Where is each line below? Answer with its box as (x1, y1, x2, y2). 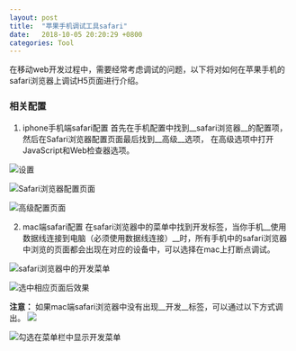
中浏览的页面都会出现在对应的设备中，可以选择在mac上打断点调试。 (22, 244, 275, 255)
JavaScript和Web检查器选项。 (22, 145, 135, 156)
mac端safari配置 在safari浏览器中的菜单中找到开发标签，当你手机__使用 (22, 221, 287, 232)
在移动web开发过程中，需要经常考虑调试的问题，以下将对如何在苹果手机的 (9, 64, 285, 75)
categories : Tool (9, 38, 75, 48)
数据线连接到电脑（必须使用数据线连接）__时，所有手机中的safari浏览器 (22, 232, 288, 243)
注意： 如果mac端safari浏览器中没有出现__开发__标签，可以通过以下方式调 (9, 301, 283, 311)
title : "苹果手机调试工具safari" (9, 22, 128, 31)
